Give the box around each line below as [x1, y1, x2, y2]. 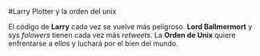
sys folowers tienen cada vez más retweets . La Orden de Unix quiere [8, 31, 236, 39]
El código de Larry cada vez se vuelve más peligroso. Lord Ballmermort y [8, 22, 253, 31]
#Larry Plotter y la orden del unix [8, 7, 117, 16]
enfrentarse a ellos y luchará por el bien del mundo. [8, 39, 178, 48]
